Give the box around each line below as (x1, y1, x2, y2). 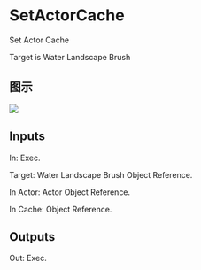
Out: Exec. (9, 253, 47, 264)
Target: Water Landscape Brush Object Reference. (9, 169, 193, 180)
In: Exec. (9, 152, 41, 163)
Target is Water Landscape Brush (9, 51, 131, 62)
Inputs (9, 129, 46, 144)
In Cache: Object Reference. (9, 204, 112, 214)
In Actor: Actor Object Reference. (9, 187, 131, 197)
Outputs (9, 229, 56, 244)
